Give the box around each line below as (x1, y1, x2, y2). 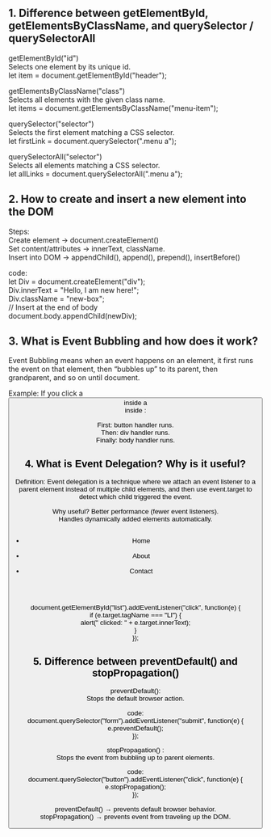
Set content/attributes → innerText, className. (8, 243, 165, 253)
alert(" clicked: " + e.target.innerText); (80, 618, 191, 627)
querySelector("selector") (8, 119, 94, 129)
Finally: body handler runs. (95, 436, 176, 444)
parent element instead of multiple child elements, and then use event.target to (19, 485, 252, 494)
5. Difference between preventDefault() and (33, 655, 238, 667)
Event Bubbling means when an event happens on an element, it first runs (8, 356, 254, 366)
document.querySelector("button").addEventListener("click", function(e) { (27, 776, 244, 784)
